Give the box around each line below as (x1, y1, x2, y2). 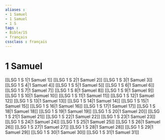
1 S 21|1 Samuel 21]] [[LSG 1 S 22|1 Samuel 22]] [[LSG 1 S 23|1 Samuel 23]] (5, 113, 156, 119)
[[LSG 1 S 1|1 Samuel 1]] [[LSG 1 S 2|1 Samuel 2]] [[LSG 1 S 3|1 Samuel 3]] (5, 77, 153, 83)
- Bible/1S (5, 30, 28, 35)
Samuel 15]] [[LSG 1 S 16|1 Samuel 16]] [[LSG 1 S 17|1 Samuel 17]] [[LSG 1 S (5, 103, 156, 109)
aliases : (5, 7, 26, 12)
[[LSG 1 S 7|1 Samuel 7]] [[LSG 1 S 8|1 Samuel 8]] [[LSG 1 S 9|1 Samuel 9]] (5, 87, 154, 93)
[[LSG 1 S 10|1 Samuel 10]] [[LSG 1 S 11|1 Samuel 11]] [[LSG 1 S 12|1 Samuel (5, 92, 155, 99)
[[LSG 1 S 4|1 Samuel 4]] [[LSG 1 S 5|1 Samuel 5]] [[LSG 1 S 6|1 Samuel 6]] (5, 82, 155, 88)
